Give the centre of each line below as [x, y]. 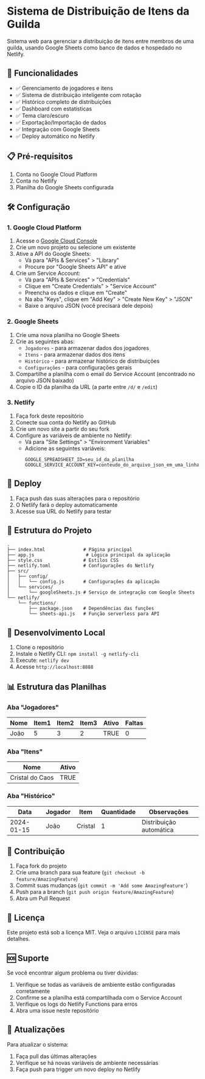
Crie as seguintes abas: [45, 341]
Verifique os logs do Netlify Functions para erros [77, 1004]
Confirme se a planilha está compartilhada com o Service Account [99, 997]
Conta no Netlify [36, 181]
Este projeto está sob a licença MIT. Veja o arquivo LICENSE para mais [94, 932]
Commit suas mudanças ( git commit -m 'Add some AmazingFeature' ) [102, 885]
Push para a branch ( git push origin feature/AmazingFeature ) [95, 892]
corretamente [33, 991]
